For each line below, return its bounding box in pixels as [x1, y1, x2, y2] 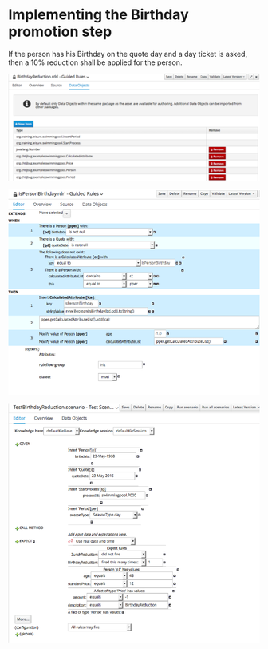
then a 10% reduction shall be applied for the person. [8, 58, 183, 67]
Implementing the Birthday [8, 6, 189, 24]
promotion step [8, 22, 112, 41]
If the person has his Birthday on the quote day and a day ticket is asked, [8, 49, 248, 58]
